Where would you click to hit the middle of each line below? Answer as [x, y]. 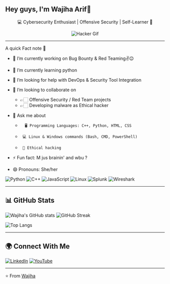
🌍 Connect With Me [37, 246]
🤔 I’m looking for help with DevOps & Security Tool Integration [77, 80]
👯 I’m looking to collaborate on [44, 90]
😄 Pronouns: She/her [35, 169]
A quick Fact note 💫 [26, 48]
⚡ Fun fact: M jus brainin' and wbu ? [50, 157]
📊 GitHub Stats [30, 201]
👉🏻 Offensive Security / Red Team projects [66, 99]
